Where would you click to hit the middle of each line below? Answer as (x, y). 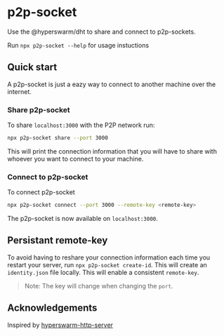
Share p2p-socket (39, 109)
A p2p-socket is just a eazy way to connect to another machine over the (112, 84)
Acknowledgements (52, 308)
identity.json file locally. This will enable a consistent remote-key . (103, 272)
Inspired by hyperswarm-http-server (60, 325)
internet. (19, 91)
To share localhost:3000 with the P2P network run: (81, 125)
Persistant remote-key (58, 240)
